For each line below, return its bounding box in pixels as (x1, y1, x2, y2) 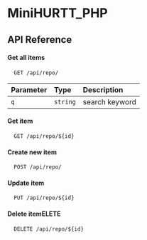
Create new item (7, 148, 57, 156)
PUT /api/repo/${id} (13, 194, 75, 201)
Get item (7, 116, 33, 126)
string (53, 98, 77, 106)
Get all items (7, 54, 45, 62)
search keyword (82, 96, 136, 106)
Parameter (11, 84, 48, 94)
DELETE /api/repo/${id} (13, 225, 84, 233)
